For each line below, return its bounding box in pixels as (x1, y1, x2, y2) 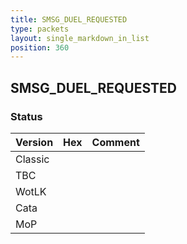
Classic (15, 152, 50, 166)
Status (10, 109, 43, 123)
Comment (91, 135, 140, 149)
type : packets (10, 24, 70, 34)
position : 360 (10, 42, 70, 53)
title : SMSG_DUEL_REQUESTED (10, 14, 128, 25)
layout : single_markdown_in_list (10, 33, 150, 43)
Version (15, 135, 54, 149)
